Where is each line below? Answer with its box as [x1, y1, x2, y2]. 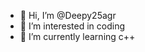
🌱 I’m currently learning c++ [19, 31, 136, 42]
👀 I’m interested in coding [19, 20, 126, 32]
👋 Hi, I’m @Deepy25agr [19, 10, 117, 21]
